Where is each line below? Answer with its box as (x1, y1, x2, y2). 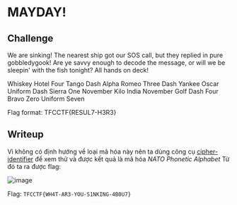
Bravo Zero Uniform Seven (7, 94, 85, 103)
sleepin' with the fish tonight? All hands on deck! (7, 66, 149, 74)
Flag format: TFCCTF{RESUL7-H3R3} (7, 108, 117, 116)
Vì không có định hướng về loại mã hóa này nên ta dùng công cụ (7, 147, 196, 156)
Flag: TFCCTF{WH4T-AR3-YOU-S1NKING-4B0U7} (7, 190, 132, 198)
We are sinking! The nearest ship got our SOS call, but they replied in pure (7, 51, 224, 59)
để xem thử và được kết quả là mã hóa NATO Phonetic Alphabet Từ (35, 154, 230, 163)
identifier (7, 154, 34, 163)
